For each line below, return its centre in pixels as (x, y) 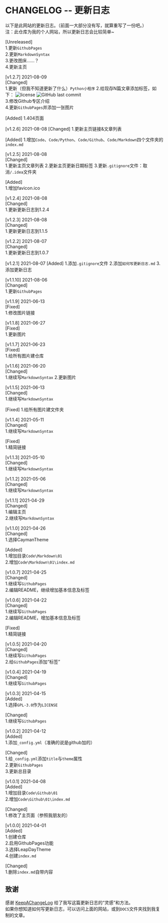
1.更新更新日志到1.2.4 (27, 209)
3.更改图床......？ (22, 60)
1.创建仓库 (16, 836)
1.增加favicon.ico (23, 188)
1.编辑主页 (16, 511)
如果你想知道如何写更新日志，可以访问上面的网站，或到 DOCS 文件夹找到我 (80, 909)
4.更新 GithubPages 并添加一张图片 (40, 107)
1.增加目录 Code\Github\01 (32, 792)
